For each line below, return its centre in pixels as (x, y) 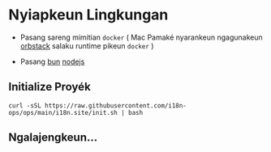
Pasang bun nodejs (52, 61)
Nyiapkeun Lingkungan (88, 15)
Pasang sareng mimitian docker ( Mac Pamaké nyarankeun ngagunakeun (141, 37)
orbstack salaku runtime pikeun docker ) (87, 45)
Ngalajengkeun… (53, 138)
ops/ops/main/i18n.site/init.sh (63, 112)
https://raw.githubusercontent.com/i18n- (115, 106)
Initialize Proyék (49, 87)
